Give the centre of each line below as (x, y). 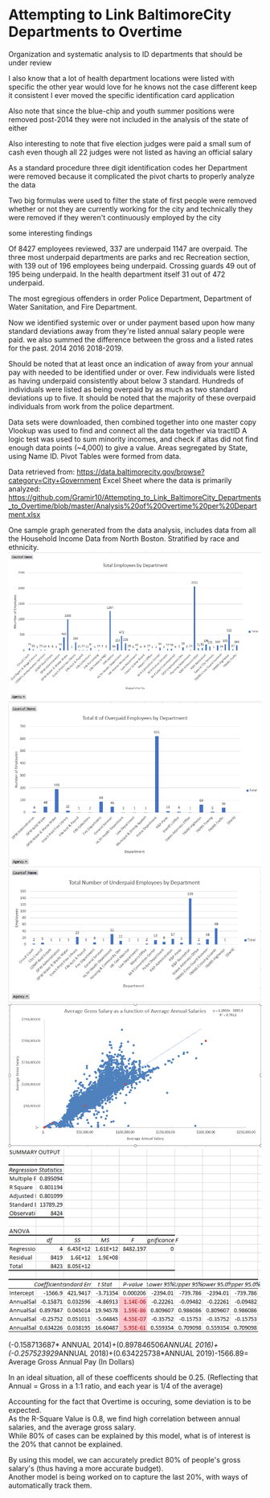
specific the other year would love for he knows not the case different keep (133, 87)
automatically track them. (50, 1485)
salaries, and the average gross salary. (72, 1427)
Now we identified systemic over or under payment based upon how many (132, 322)
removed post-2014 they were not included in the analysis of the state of (129, 119)
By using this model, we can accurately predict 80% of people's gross (125, 1459)
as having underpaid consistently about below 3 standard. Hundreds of (126, 380)
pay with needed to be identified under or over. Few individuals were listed (132, 372)
